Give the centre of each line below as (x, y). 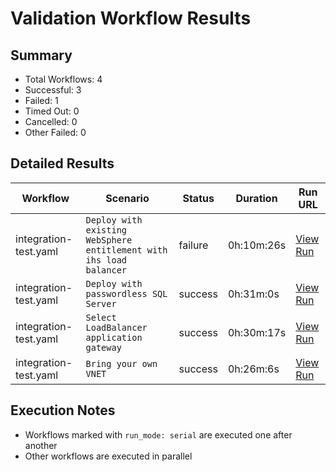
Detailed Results (62, 163)
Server (101, 303)
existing (106, 230)
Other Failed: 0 (55, 132)
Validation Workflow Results (131, 18)
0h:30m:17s (257, 332)
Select (101, 317)
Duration (256, 198)
